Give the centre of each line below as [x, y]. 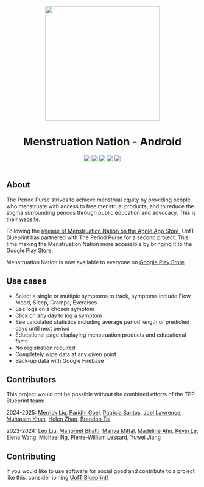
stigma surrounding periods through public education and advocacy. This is [101, 212]
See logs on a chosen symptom [55, 309]
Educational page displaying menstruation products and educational [100, 335]
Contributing [31, 456]
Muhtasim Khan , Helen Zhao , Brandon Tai [58, 419]
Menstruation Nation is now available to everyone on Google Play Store [95, 262]
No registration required [45, 348]
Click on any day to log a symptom [58, 315]
